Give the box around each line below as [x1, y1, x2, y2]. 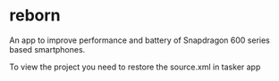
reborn [9, 5, 61, 26]
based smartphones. [9, 44, 86, 54]
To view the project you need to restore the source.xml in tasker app [9, 61, 261, 72]
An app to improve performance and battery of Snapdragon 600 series [9, 35, 271, 45]
